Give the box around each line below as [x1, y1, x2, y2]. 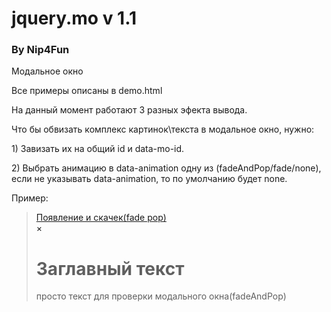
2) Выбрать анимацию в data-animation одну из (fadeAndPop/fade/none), [11, 162, 322, 174]
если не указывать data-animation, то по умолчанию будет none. [11, 173, 288, 185]
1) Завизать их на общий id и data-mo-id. [11, 143, 185, 155]
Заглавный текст [35, 257, 185, 280]
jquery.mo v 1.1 [11, 7, 138, 30]
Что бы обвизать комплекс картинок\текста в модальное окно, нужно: [11, 123, 315, 136]
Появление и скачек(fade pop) [35, 212, 167, 224]
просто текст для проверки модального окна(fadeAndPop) [35, 290, 287, 302]
